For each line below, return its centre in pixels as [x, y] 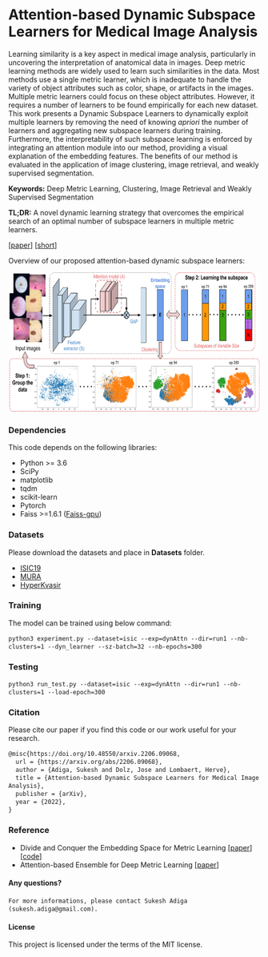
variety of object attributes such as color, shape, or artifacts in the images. [131, 88]
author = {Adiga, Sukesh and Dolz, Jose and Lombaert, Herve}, [123, 770]
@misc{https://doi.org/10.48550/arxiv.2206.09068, [94, 754]
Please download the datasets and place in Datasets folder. [107, 552]
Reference [29, 830]
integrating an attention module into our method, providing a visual [118, 147]
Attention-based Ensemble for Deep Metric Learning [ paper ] [120, 865]
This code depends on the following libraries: [83, 448]
